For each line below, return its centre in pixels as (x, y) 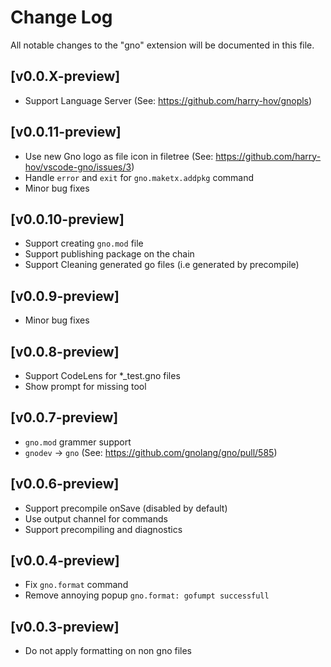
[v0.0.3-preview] (65, 626)
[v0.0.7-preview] (64, 417)
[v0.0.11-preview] (66, 132)
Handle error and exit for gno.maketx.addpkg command (139, 177)
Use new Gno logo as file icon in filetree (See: (119, 156)
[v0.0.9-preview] (65, 296)
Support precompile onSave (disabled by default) (126, 508)
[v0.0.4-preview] (65, 561)
